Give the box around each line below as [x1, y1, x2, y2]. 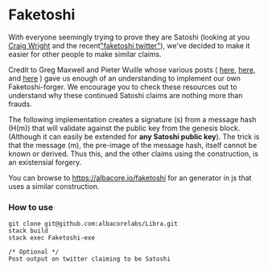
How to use [8, 201, 54, 212]
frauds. [8, 99, 32, 109]
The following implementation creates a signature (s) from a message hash [8, 114, 257, 124]
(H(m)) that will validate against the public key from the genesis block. [8, 123, 241, 133]
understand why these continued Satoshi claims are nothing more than [8, 90, 243, 100]
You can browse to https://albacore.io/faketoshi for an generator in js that [8, 173, 252, 183]
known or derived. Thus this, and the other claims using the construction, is [8, 149, 259, 158]
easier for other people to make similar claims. [8, 49, 163, 59]
